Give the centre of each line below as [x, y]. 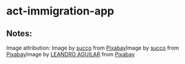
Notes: [19, 34]
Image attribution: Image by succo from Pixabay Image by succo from [93, 48]
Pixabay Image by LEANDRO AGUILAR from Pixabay [71, 54]
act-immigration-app [60, 11]
